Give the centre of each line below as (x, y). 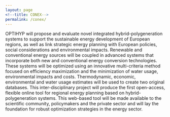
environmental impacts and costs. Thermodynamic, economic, (71, 77)
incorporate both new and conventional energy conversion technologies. (81, 61)
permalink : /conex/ (26, 19)
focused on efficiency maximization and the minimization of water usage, (82, 71)
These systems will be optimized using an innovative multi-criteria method (83, 66)
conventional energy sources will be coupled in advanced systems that (79, 55)
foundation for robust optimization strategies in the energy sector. (74, 109)
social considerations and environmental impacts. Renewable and (74, 50)
